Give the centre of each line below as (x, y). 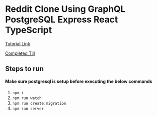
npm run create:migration (39, 103)
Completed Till (20, 53)
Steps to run (24, 69)
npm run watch (27, 98)
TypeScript (29, 30)
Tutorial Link (18, 43)
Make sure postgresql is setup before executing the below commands (79, 81)
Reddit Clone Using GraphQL (65, 9)
